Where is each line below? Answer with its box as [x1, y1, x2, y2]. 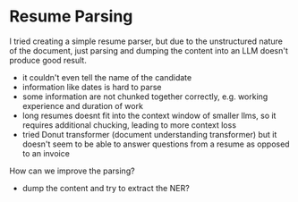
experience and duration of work [21, 100, 143, 111]
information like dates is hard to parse [21, 81, 163, 92]
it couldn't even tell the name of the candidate [21, 72, 192, 82]
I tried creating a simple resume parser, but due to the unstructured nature [9, 36, 284, 46]
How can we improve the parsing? [9, 165, 136, 176]
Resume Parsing [9, 6, 133, 27]
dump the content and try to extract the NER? [21, 182, 190, 193]
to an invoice [21, 147, 70, 158]
